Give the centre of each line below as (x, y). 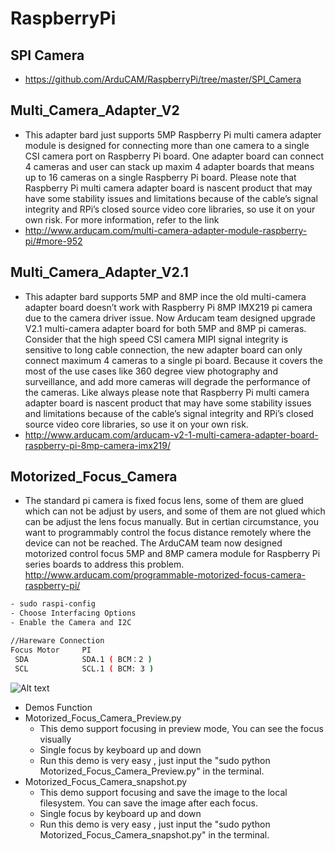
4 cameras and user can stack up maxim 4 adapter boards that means (169, 166)
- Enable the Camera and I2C (71, 623)
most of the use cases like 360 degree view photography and (151, 371)
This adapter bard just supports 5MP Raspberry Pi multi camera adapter (173, 134)
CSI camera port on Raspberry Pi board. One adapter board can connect (174, 156)
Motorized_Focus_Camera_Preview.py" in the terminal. (152, 771)
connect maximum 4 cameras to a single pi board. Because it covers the (173, 360)
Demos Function (58, 707)
